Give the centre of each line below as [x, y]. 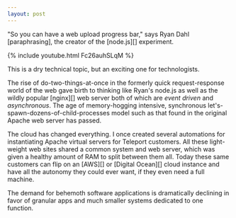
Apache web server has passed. [55, 120]
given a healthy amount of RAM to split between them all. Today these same [118, 156]
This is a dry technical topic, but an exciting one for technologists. [103, 69]
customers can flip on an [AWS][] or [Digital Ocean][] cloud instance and [113, 164]
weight [17, 149]
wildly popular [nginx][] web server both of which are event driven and [111, 98]
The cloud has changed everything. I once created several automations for [116, 134]
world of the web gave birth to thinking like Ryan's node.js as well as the [113, 90]
